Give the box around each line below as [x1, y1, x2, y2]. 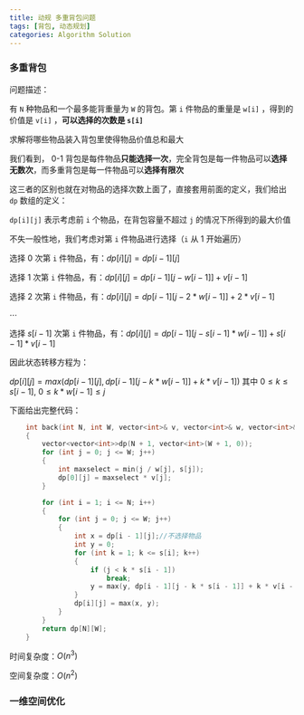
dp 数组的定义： [9, 195, 68, 205]
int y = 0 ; [73, 540, 116, 549]
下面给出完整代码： [9, 405, 81, 415]
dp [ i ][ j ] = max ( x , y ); [73, 599, 160, 608]
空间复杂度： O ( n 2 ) [9, 669, 79, 681]
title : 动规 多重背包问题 [9, 13, 97, 23]
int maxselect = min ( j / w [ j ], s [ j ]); [57, 465, 204, 474]
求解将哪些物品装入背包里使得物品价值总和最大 [9, 133, 184, 145]
